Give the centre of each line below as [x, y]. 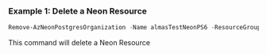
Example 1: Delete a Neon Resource [77, 11]
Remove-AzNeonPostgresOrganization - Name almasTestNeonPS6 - [112, 28]
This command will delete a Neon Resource [79, 43]
